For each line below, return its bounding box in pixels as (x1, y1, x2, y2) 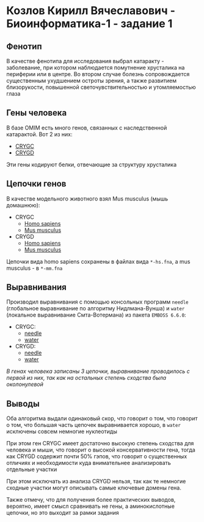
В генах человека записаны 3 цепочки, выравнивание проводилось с (6, 367, 191, 375)
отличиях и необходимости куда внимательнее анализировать (6, 459, 171, 467)
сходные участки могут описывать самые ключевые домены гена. (6, 484, 181, 491)
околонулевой (6, 381, 44, 388)
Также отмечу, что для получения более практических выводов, (6, 496, 176, 504)
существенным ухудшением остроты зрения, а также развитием (6, 77, 177, 84)
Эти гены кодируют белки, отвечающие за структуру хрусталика (6, 161, 177, 168)
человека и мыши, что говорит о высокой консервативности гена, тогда (6, 446, 195, 454)
